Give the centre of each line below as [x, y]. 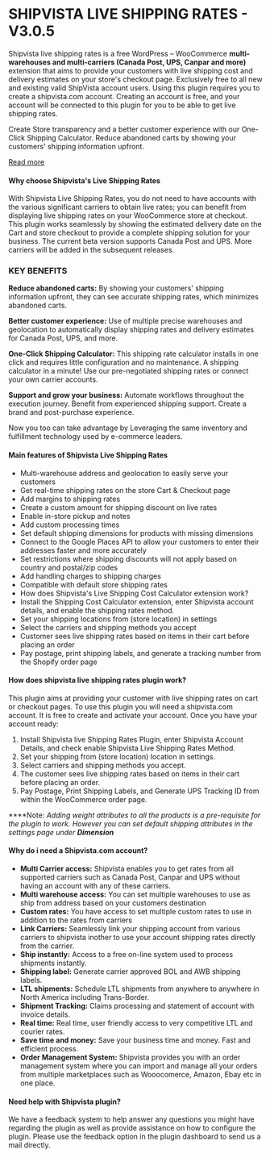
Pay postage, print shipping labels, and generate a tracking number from [141, 653]
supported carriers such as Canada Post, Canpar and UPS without [130, 877]
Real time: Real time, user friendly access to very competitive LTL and [136, 1023]
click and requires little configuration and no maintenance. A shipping [124, 362]
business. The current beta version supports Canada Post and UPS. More [130, 241]
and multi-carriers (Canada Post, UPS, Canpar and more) [149, 62]
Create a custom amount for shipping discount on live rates [118, 507]
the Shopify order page [59, 662]
